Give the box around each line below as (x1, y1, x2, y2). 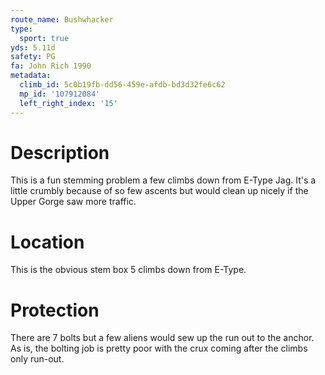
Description (10, 141, 110, 164)
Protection (10, 299, 100, 321)
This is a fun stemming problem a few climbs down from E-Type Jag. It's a (10, 174, 317, 186)
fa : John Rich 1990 (10, 61, 92, 71)
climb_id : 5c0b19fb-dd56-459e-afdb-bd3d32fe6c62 (19, 80, 226, 90)
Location (10, 231, 85, 253)
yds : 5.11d (10, 42, 56, 53)
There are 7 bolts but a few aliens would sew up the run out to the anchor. (10, 332, 315, 344)
